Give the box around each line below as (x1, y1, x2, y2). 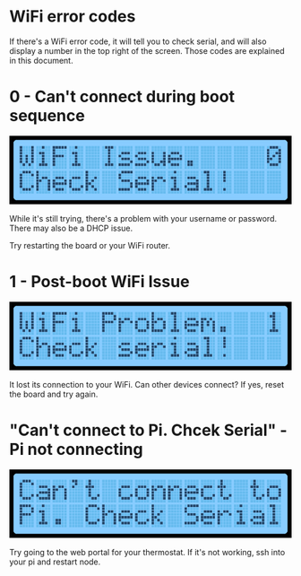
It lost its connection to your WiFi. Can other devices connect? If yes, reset (9, 380, 285, 390)
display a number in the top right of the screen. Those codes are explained (9, 45, 285, 56)
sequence (9, 106, 85, 127)
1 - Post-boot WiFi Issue (9, 272, 190, 292)
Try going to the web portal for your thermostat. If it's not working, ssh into (9, 547, 286, 558)
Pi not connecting (9, 440, 143, 459)
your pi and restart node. (9, 556, 101, 567)
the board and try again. (9, 388, 99, 400)
